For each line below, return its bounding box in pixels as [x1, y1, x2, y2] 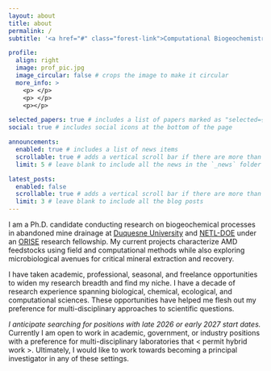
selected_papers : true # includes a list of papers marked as [8, 116, 222, 124]
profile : [8, 49, 38, 57]
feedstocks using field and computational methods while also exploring [8, 245, 245, 255]
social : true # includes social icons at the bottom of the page [8, 123, 232, 131]
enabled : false [15, 182, 67, 190]
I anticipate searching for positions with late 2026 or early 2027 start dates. [8, 319, 261, 329]
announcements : [8, 138, 60, 146]
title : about [8, 19, 52, 27]
